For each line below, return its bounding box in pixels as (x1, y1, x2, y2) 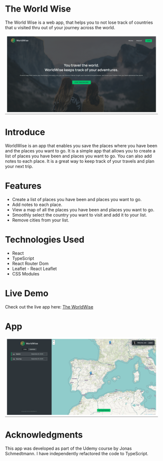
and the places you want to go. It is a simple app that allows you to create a (5, 148, 156, 154)
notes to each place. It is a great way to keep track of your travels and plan (5, 158, 154, 164)
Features (5, 180, 42, 191)
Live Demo (5, 288, 49, 299)
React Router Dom (12, 260, 49, 266)
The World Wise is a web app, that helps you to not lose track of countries (5, 19, 153, 25)
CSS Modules (12, 271, 40, 276)
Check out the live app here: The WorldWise (5, 304, 94, 309)
